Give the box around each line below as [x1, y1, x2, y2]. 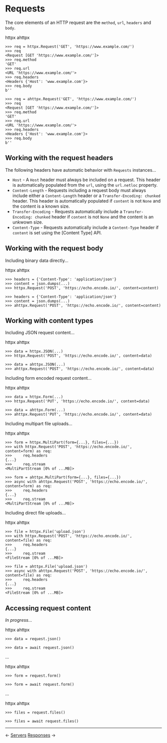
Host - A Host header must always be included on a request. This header [12, 177, 161, 183]
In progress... [5, 617, 32, 623]
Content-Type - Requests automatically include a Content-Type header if [12, 224, 159, 230]
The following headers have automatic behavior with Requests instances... [5, 167, 157, 173]
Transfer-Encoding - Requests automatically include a [12, 208, 123, 215]
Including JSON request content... [5, 330, 75, 336]
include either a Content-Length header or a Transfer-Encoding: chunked [12, 193, 161, 199]
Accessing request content [5, 604, 91, 612]
